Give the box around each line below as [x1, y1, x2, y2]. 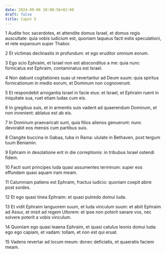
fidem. [5, 155, 18, 161]
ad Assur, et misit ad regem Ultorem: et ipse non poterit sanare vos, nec [5, 209, 152, 215]
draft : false [5, 12, 32, 17]
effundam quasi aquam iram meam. [5, 169, 78, 175]
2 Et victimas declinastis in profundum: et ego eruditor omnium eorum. [5, 50, 149, 56]
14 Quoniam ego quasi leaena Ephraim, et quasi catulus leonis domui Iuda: [5, 224, 157, 230]
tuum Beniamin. [5, 140, 37, 146]
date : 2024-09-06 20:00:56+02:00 [5, 7, 74, 12]
